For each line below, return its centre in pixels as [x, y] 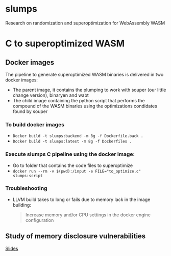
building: [22, 205]
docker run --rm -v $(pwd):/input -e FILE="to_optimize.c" [77, 171]
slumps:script [28, 176]
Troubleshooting [26, 188]
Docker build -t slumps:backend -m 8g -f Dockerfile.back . [78, 136]
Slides [12, 248]
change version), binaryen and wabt [51, 95]
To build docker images [35, 124]
